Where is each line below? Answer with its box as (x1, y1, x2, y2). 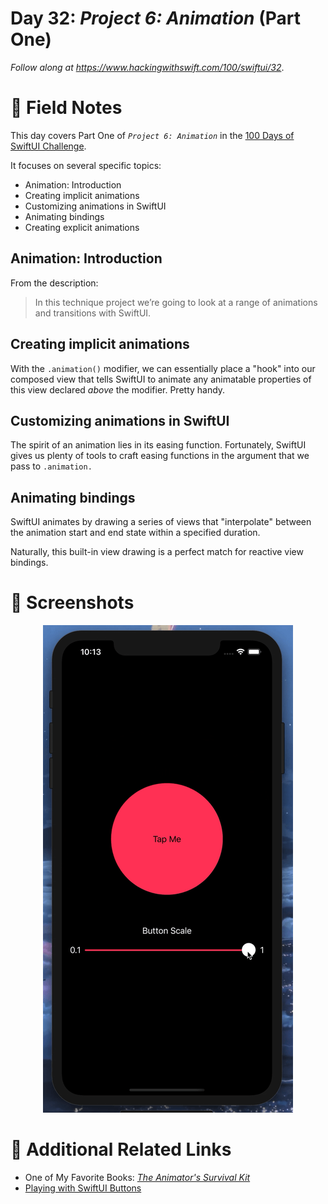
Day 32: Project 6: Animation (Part (10, 7, 301, 30)
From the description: (10, 277, 99, 289)
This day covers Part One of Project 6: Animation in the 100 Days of (10, 129, 295, 141)
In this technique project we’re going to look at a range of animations (34, 296, 318, 308)
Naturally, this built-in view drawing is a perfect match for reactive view (10, 546, 304, 558)
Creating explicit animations (24, 221, 140, 233)
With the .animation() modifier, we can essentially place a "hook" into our (10, 362, 316, 374)
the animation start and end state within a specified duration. (10, 527, 261, 539)
